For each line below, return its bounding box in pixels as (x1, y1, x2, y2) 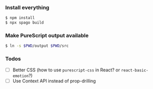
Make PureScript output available (5, 32, 89, 39)
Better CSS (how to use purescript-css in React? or (12, 67, 120, 73)
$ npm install (5, 16, 35, 21)
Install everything (5, 4, 49, 11)
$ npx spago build (5, 20, 44, 25)
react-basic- (121, 67, 149, 73)
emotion (12, 73, 29, 78)
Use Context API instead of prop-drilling (12, 77, 96, 84)
